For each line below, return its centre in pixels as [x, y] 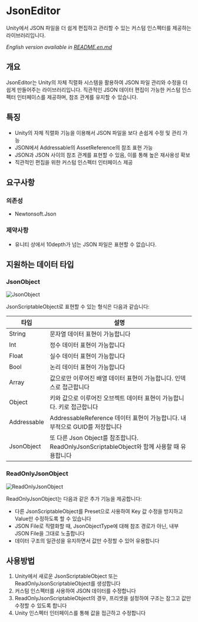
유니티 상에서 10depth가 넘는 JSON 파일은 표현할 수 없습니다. [85, 244]
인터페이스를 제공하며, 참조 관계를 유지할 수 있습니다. [77, 97]
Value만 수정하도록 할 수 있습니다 [53, 518]
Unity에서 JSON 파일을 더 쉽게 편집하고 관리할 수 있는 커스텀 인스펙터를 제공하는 [99, 28]
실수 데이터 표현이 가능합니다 [88, 356]
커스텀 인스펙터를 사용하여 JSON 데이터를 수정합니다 [75, 591]
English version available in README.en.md [59, 47]
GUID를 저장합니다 [98, 427]
